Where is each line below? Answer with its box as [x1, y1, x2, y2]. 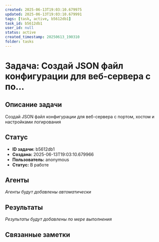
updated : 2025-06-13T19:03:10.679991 [5, 12, 82, 17]
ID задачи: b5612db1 [12, 146, 55, 152]
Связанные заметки [5, 230, 70, 239]
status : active [5, 30, 36, 35]
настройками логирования [5, 119, 61, 125]
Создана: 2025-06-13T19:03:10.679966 [12, 151, 94, 157]
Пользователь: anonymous [12, 157, 69, 162]
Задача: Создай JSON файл [5, 60, 124, 71]
